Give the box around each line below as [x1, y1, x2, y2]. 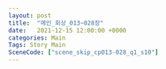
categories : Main [8, 33, 66, 42]
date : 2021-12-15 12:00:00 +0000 [8, 26, 127, 34]
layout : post [8, 11, 52, 20]
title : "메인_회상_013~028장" [8, 19, 104, 27]
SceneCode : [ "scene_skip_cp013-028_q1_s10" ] [8, 48, 159, 56]
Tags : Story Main [8, 41, 66, 49]
